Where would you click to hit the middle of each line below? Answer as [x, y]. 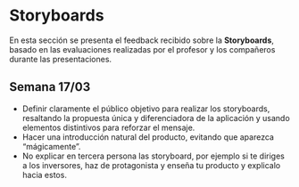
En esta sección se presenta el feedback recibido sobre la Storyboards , [142, 40]
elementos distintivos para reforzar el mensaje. [108, 127]
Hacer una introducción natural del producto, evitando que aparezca [148, 137]
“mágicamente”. [51, 146]
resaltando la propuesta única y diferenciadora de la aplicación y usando [156, 118]
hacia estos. [44, 175]
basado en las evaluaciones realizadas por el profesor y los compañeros [142, 49]
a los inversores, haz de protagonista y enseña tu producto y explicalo [151, 165]
